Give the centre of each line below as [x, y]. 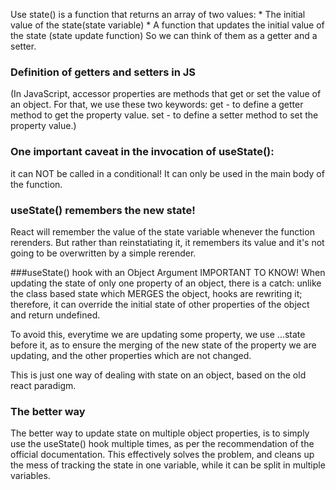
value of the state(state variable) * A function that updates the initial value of [167, 25]
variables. [30, 476]
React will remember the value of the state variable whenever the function [162, 231]
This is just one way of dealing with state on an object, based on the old [158, 375]
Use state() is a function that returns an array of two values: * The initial [158, 14]
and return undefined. [55, 315]
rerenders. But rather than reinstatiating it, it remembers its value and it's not [167, 242]
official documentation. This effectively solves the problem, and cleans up [162, 455]
